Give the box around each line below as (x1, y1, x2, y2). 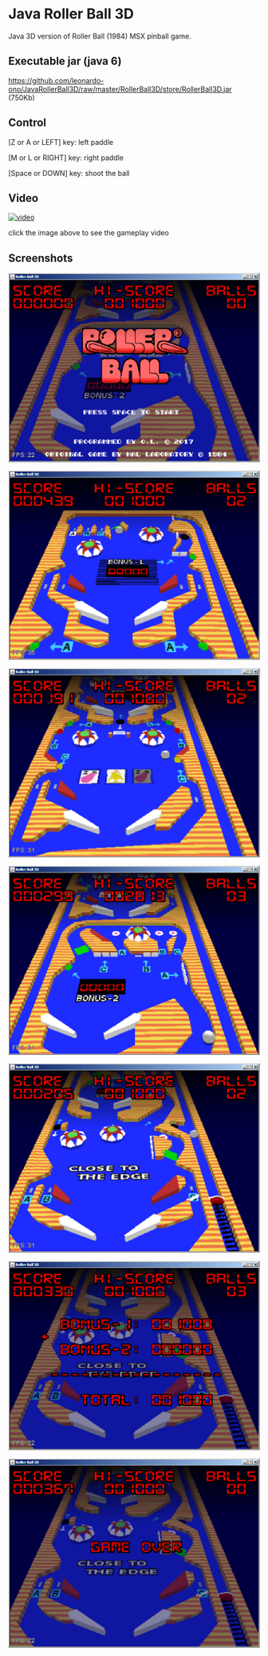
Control (8, 116, 46, 130)
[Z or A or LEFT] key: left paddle (8, 137, 114, 146)
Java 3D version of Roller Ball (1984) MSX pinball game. (8, 31, 191, 41)
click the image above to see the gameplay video (8, 228, 169, 238)
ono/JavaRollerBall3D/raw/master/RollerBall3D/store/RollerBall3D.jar (8, 84, 233, 94)
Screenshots (8, 251, 73, 265)
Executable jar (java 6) (8, 54, 122, 68)
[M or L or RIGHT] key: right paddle (8, 153, 124, 162)
